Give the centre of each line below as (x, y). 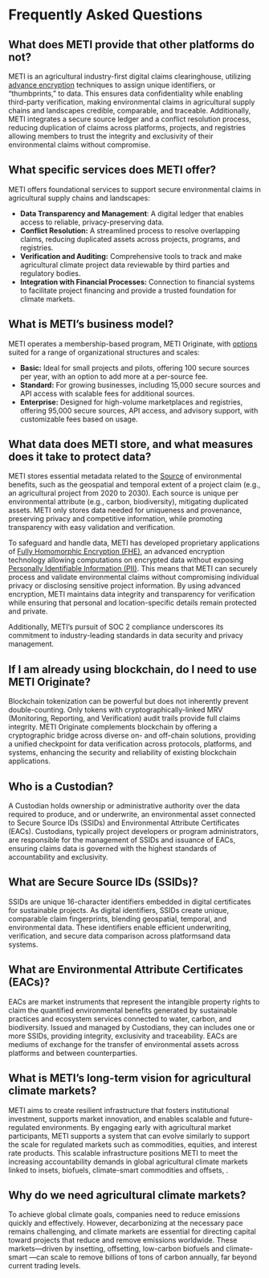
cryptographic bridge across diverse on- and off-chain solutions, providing (132, 736)
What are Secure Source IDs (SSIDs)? (103, 882)
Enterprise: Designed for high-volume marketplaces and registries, (131, 402)
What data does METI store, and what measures (131, 444)
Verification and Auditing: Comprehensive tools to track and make (131, 256)
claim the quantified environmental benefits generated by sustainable (123, 1010)
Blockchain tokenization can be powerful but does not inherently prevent (128, 701)
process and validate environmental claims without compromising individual (134, 577)
